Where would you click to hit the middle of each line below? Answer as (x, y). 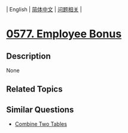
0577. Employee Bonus (64, 34)
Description (28, 56)
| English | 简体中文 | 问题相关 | (44, 9)
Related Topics (34, 89)
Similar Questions (40, 109)
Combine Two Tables (41, 124)
